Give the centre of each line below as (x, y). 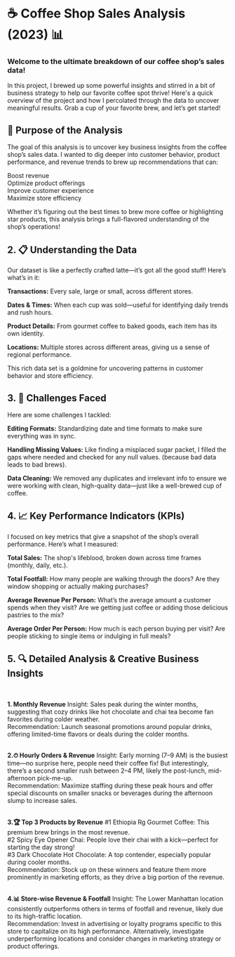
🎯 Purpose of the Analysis (65, 130)
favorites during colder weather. (54, 719)
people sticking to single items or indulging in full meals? (89, 636)
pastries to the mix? (36, 615)
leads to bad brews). (37, 464)
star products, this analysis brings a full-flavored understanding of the (108, 220)
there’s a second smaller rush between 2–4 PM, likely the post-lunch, (107, 771)
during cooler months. (39, 862)
